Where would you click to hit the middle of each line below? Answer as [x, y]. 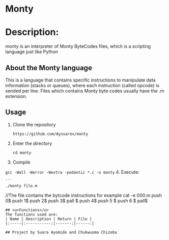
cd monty [22, 153]
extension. [16, 96]
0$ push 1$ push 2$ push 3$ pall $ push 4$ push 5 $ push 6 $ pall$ [77, 201]
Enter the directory [32, 143]
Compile [21, 162]
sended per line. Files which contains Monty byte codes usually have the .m [85, 91]
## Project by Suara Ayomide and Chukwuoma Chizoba [61, 232]
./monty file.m [21, 186]
